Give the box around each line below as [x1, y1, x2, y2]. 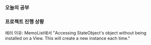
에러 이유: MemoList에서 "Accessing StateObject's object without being [5, 30, 147, 36]
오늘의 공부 [5, 4, 30, 11]
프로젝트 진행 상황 [5, 18, 45, 25]
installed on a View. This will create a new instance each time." [5, 35, 130, 41]
